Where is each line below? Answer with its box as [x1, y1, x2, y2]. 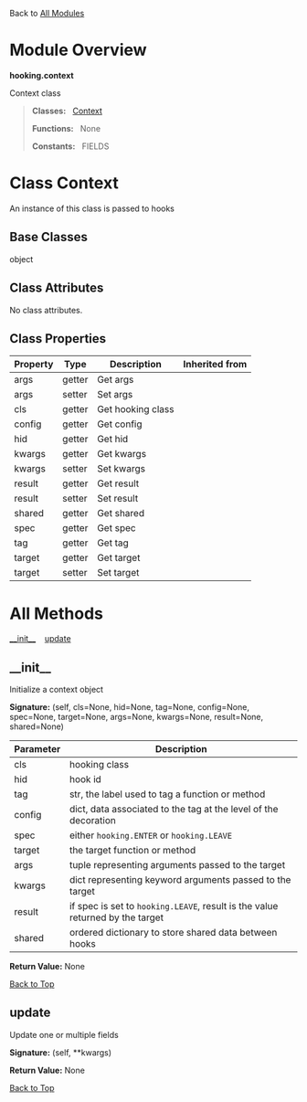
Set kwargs [97, 462, 146, 475]
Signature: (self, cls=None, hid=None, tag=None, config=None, [9, 702, 249, 713]
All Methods [9, 603, 103, 624]
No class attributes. [9, 304, 83, 315]
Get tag [97, 536, 130, 549]
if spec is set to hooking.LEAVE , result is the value [69, 900, 279, 913]
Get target [97, 552, 141, 565]
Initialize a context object [9, 684, 103, 695]
